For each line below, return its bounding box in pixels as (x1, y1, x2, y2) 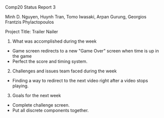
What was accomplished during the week (12, 38, 97, 44)
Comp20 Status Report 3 (5, 4, 56, 10)
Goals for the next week (12, 93, 61, 98)
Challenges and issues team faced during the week (12, 68, 117, 74)
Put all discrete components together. (12, 108, 89, 113)
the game (12, 53, 32, 59)
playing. (12, 83, 29, 89)
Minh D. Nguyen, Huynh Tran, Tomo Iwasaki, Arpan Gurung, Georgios (5, 14, 147, 19)
